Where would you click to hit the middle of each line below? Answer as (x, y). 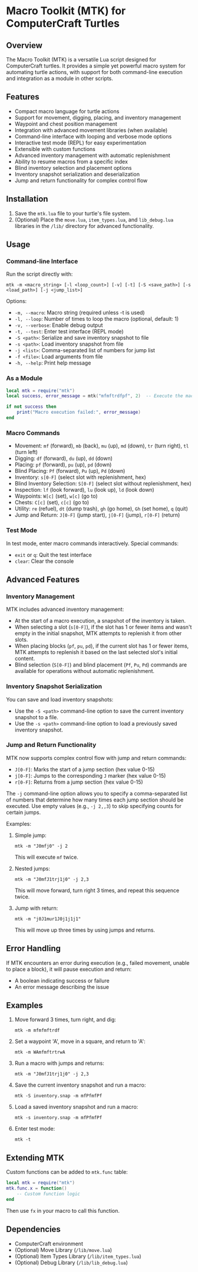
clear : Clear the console (44, 561)
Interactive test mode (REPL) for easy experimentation (80, 143)
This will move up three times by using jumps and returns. (85, 930)
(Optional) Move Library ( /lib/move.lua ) (63, 1250)
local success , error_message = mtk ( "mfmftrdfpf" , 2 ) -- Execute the (95, 396)
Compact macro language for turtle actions (67, 111)
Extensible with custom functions (55, 149)
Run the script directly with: (39, 274)
